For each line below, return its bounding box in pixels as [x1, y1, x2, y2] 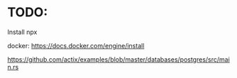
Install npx [7, 28, 38, 36]
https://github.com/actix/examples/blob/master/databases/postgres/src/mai [7, 55, 231, 64]
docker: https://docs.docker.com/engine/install [7, 41, 145, 50]
